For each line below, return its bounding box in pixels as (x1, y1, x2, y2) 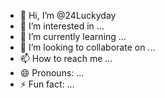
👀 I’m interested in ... (19, 20, 105, 32)
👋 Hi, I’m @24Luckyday (19, 10, 117, 21)
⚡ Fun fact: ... (19, 78, 75, 90)
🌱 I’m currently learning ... (19, 31, 127, 42)
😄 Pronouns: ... (19, 67, 85, 79)
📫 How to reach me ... (19, 53, 113, 64)
